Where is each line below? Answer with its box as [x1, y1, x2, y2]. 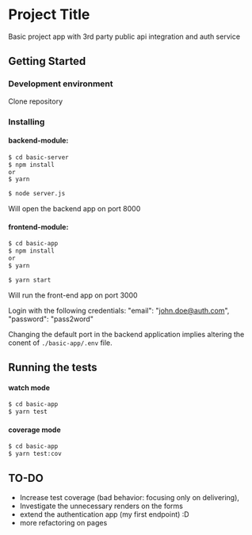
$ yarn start [8, 275, 52, 284]
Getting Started [8, 55, 86, 68]
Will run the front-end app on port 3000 [8, 290, 138, 300]
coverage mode [8, 425, 61, 434]
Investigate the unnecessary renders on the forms [19, 501, 184, 510]
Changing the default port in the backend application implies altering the [8, 329, 245, 339]
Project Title [8, 6, 90, 24]
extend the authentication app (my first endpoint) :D [19, 509, 189, 519]
